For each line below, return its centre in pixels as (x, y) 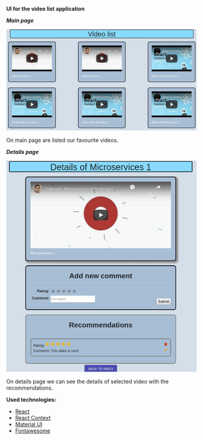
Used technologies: (31, 400)
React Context (33, 418)
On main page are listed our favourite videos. (63, 140)
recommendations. (30, 388)
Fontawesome (33, 431)
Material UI (29, 424)
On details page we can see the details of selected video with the (88, 382)
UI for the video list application (46, 9)
